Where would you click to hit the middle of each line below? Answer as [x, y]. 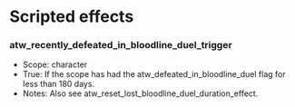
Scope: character [55, 64]
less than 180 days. [59, 84]
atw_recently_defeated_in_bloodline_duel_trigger [121, 45]
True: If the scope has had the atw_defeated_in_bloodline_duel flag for [154, 74]
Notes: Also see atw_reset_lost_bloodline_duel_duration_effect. [140, 93]
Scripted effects [72, 17]
